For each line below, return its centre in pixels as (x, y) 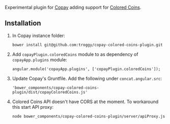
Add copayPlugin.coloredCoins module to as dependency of (75, 54)
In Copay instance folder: (39, 36)
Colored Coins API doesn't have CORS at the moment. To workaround (85, 102)
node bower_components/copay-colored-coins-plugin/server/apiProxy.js (89, 116)
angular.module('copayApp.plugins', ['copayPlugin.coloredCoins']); (86, 69)
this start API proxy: (33, 107)
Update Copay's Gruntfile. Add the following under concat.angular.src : (87, 78)
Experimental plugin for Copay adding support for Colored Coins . (73, 7)
